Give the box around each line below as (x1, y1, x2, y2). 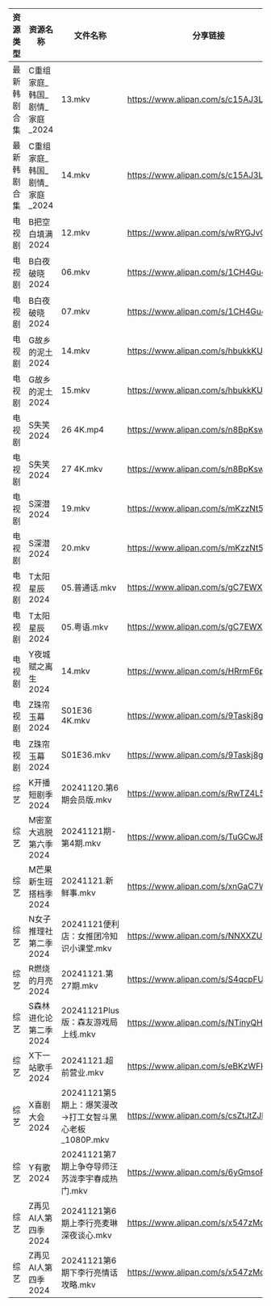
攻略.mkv (60, 1279, 96, 1290)
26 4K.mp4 (60, 424, 105, 435)
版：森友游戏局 (60, 1017, 119, 1027)
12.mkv (60, 227, 90, 238)
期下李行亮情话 (60, 1267, 119, 1278)
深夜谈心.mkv (60, 1230, 112, 1241)
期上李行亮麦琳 (60, 1218, 119, 1228)
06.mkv (60, 267, 90, 277)
